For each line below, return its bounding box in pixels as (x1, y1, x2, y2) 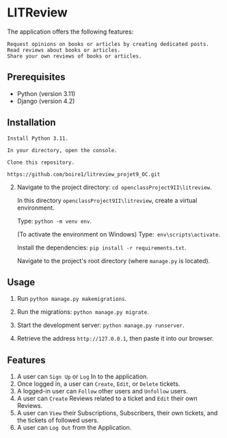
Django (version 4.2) (16, 97, 75, 105)
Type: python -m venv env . (16, 217, 92, 225)
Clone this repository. (7, 159, 75, 166)
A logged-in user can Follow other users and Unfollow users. (16, 387, 188, 396)
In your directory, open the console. (7, 147, 118, 154)
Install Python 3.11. (7, 135, 69, 142)
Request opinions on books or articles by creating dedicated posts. (7, 40, 210, 47)
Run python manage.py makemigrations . (16, 295, 127, 303)
